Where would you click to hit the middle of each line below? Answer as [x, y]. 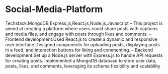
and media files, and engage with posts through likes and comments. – [78, 34]
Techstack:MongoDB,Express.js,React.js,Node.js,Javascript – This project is [84, 23]
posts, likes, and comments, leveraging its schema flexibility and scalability [83, 66]
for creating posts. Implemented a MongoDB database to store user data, [81, 60]
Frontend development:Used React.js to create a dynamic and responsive [81, 39]
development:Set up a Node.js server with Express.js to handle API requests [84, 55]
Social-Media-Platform [54, 9]
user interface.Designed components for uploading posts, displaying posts [82, 44]
